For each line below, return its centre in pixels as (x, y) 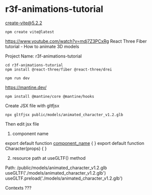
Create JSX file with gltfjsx (32, 106)
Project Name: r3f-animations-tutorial (43, 56)
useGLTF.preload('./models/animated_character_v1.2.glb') (64, 178)
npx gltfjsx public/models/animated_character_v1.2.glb (64, 115)
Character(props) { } (26, 148)
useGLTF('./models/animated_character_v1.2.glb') (56, 173)
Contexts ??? (18, 188)
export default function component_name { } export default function (75, 143)
